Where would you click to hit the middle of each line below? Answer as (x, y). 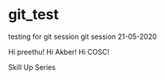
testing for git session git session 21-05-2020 (82, 36)
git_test (34, 15)
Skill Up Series (32, 67)
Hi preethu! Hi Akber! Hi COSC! (59, 51)
